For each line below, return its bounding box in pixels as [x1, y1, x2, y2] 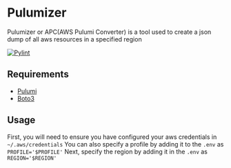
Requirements [7, 68, 69, 80]
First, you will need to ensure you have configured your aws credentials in [7, 133, 217, 141]
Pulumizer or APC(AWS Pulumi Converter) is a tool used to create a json [7, 28, 212, 36]
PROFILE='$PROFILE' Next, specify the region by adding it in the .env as [7, 147, 208, 156]
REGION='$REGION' [7, 154, 57, 162]
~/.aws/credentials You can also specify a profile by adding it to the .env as [7, 140, 224, 148]
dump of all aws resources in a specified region [7, 35, 143, 43]
